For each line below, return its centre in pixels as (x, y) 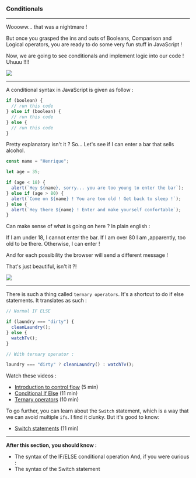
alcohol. (15, 150)
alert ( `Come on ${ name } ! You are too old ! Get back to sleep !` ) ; (96, 199)
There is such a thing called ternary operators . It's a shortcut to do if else (95, 294)
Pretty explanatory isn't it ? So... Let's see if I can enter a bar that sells (90, 145)
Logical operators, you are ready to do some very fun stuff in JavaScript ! (94, 44)
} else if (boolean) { (34, 112)
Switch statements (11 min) (46, 428)
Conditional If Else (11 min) (46, 393)
